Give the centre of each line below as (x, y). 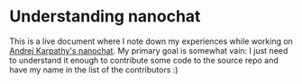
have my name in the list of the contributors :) (94, 70)
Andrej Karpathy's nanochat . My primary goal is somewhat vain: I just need (149, 50)
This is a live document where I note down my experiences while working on (151, 41)
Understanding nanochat (105, 17)
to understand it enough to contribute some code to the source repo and (144, 60)
